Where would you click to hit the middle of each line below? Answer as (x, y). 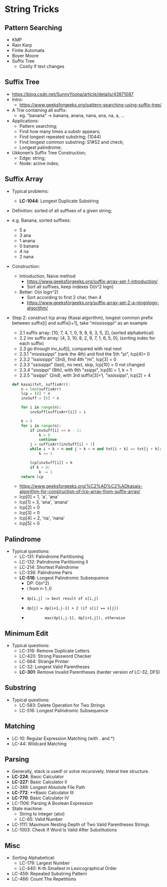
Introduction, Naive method (47, 276)
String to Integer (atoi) (42, 814)
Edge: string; (32, 158)
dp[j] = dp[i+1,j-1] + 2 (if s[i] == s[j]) (73, 609)
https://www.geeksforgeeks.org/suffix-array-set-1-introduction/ (92, 281)
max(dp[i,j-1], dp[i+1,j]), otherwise (85, 618)
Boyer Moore (25, 56)
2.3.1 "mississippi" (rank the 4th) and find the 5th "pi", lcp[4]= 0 (84, 354)
